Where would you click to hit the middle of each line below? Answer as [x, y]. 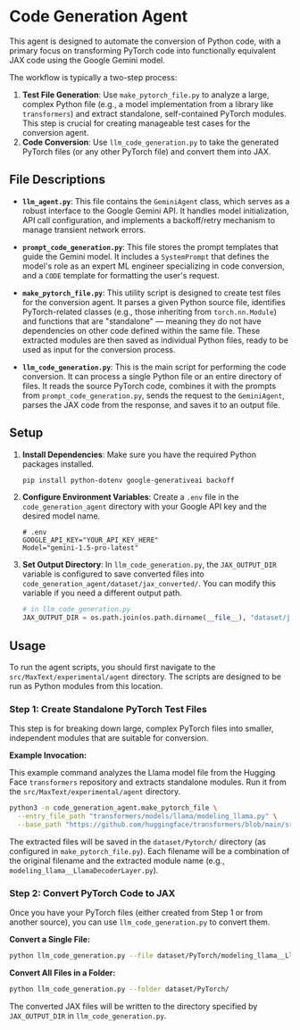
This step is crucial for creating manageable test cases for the [136, 123]
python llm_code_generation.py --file [81, 956]
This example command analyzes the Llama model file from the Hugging [142, 773]
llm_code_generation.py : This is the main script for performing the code [154, 367]
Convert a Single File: [50, 940]
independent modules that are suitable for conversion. [109, 738]
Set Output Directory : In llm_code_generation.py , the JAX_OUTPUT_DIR [149, 565]
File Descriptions [57, 180]
